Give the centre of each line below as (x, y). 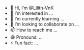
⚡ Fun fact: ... (24, 43)
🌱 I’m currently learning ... (37, 19)
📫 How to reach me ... (34, 30)
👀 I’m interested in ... (32, 13)
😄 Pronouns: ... (26, 37)
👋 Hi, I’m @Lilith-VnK (32, 8)
